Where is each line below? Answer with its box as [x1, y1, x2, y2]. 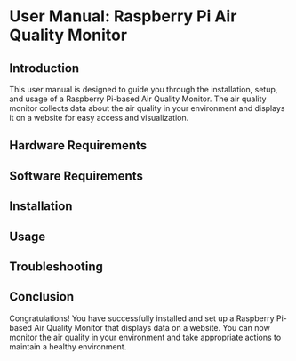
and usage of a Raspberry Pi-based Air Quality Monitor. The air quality [9, 93, 267, 104]
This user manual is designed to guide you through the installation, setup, [9, 84, 278, 94]
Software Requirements [9, 168, 144, 183]
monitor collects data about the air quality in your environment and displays [9, 103, 285, 113]
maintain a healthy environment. [9, 341, 127, 352]
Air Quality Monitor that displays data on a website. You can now [34, 322, 271, 333]
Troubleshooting [9, 259, 104, 274]
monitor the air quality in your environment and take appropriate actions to [9, 332, 282, 342]
